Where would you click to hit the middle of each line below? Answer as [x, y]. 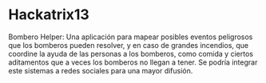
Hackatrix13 [49, 15]
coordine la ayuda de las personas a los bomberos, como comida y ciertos [131, 53]
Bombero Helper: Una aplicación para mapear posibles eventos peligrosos [131, 37]
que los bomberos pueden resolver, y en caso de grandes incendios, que [129, 45]
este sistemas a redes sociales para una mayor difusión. [101, 70]
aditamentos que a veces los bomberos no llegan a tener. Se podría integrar [133, 62]
